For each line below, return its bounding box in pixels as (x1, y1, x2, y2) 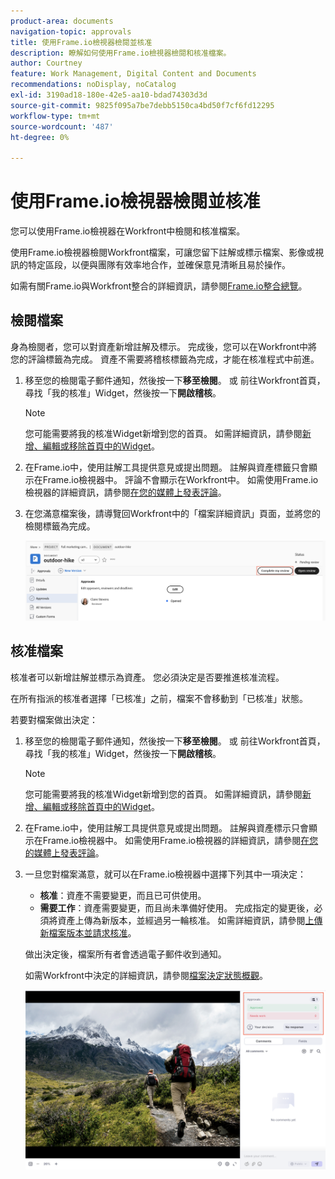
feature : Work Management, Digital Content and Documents (10, 69, 257, 79)
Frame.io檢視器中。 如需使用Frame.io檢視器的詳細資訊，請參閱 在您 (42, 834, 319, 846)
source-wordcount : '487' (10, 121, 114, 132)
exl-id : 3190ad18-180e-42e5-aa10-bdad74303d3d (10, 90, 208, 100)
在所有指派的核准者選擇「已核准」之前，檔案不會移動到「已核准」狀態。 (10, 692, 308, 704)
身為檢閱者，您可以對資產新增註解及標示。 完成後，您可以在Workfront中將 (10, 340, 318, 352)
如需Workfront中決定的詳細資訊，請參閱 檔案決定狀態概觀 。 (24, 969, 268, 981)
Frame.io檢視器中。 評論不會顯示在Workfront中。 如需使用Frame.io (42, 473, 319, 485)
